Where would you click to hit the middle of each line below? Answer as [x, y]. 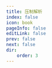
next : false [21, 45]
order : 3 [27, 56]
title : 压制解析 [24, 12]
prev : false [21, 39]
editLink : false [26, 34]
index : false [22, 17]
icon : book [19, 22]
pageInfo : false [26, 28]
